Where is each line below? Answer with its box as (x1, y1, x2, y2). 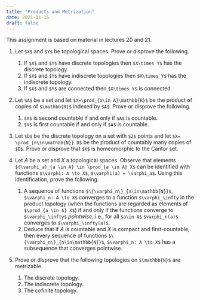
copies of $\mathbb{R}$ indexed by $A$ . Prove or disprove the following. (14, 103, 191, 110)
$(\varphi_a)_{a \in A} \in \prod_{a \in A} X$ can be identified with (14, 163, 190, 171)
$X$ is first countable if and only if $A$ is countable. (23, 121, 149, 128)
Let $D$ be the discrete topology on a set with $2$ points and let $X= (14, 132, 181, 140)
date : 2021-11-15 (6, 14, 50, 20)
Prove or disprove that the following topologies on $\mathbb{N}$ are (14, 256, 181, 263)
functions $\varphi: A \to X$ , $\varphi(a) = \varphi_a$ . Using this (14, 169, 183, 177)
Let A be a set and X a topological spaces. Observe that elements (14, 157, 176, 164)
